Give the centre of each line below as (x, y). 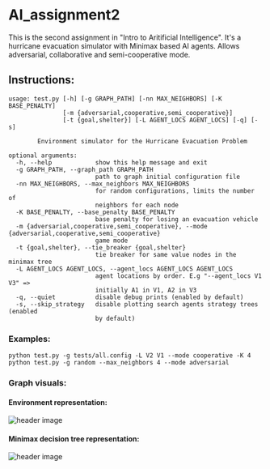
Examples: (30, 339)
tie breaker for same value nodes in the (166, 254)
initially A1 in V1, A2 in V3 (146, 290)
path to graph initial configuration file (168, 177)
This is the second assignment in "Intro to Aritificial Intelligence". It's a (125, 37)
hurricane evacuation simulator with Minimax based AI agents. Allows (124, 45)
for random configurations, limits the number (175, 191)
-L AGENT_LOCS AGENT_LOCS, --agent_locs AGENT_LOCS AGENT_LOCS (124, 269)
